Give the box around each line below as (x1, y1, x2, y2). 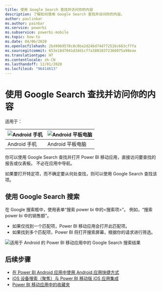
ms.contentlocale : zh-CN (5, 57, 56, 62)
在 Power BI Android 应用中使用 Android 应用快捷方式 (12, 269, 120, 275)
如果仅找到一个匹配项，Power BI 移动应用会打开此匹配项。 (12, 223, 130, 229)
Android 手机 (7, 141, 37, 147)
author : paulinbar (5, 16, 42, 21)
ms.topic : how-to (5, 35, 40, 40)
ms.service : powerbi (5, 25, 47, 30)
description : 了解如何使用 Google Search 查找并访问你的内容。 (5, 12, 124, 17)
